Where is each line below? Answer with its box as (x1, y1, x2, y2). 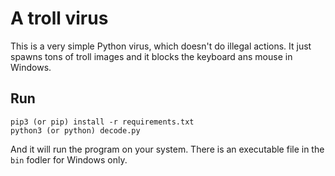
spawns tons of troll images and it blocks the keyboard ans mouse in (10, 50, 293, 62)
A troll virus (10, 7, 109, 30)
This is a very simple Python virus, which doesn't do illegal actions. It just (10, 40, 312, 52)
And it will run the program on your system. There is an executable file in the (10, 143, 325, 155)
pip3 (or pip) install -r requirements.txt (10, 117, 195, 127)
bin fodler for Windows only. (10, 153, 128, 166)
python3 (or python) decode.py (10, 125, 141, 136)
